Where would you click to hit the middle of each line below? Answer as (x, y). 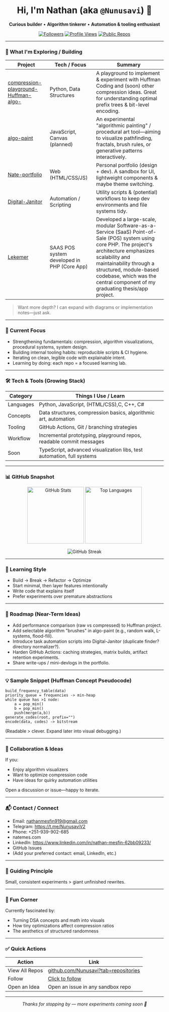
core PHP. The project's (124, 245)
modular (106, 226)
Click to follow (64, 978)
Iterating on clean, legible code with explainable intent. (69, 358)
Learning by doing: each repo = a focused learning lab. (69, 363)
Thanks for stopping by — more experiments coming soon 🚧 (84, 1004)
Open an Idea (24, 987)
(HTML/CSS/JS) (69, 178)
